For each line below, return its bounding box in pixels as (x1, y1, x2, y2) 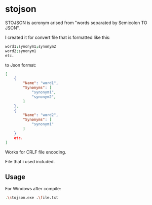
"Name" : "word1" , (23, 81, 58, 86)
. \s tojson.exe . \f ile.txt (5, 195, 58, 200)
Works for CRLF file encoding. (5, 149, 67, 155)
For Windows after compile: (5, 186, 61, 192)
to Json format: (5, 62, 37, 68)
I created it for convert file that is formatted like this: (5, 34, 111, 40)
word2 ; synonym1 (5, 48, 37, 54)
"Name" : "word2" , (23, 113, 58, 117)
